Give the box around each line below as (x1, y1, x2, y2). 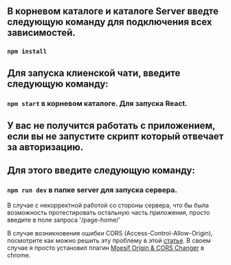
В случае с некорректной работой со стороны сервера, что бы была (7, 201, 210, 209)
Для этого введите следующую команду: (7, 165, 195, 176)
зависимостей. (7, 27, 76, 39)
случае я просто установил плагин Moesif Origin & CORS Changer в (7, 244, 205, 252)
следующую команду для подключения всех (7, 17, 212, 28)
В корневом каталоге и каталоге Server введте (7, 6, 219, 17)
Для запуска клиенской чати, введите (7, 67, 181, 78)
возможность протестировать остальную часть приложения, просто (7, 208, 210, 216)
